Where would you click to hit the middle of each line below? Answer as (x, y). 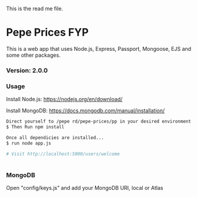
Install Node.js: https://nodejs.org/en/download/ (64, 99)
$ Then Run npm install (35, 127)
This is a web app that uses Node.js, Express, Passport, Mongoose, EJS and (99, 49)
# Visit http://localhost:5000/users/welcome (63, 154)
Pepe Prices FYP (47, 33)
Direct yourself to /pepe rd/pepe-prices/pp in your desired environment (99, 122)
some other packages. (33, 55)
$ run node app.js (29, 143)
